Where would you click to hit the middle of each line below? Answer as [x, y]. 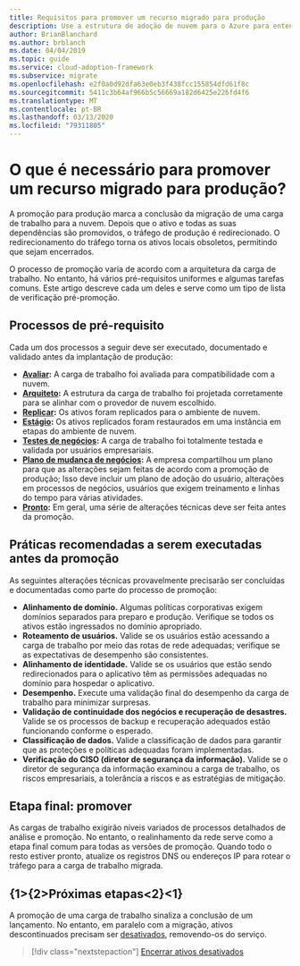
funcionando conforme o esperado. [87, 731]
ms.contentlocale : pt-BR [55, 109]
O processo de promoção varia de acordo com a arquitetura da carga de [143, 268]
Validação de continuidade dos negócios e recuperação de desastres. [154, 711]
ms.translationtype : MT [54, 101]
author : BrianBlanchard [54, 34]
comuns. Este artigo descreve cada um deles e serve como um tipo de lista [147, 288]
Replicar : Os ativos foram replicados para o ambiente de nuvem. [141, 411]
